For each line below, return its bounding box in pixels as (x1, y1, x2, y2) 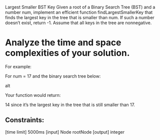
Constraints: (5, 116, 44, 124)
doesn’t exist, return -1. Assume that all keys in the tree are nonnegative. (5, 20, 152, 26)
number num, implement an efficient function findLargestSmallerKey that (5, 9, 153, 15)
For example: (5, 63, 32, 69)
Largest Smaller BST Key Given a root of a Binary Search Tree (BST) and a (5, 4, 156, 10)
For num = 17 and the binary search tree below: (5, 73, 101, 79)
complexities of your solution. (5, 48, 130, 58)
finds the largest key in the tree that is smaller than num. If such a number (5, 15, 155, 20)
